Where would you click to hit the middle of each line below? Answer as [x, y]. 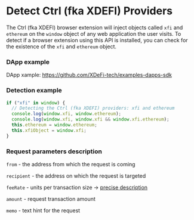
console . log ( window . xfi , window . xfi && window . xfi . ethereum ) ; [90, 120]
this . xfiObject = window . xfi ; [49, 130]
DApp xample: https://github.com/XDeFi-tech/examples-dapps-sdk [89, 75]
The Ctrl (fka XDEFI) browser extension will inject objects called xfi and [95, 27]
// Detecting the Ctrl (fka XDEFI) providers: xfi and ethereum [93, 109]
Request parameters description [54, 151]
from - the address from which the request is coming [71, 164]
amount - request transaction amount [51, 199]
